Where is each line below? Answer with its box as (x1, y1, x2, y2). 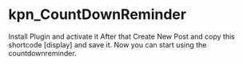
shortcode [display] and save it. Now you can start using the (8, 40, 207, 49)
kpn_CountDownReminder (8, 6, 186, 24)
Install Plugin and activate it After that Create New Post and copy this (8, 32, 236, 41)
